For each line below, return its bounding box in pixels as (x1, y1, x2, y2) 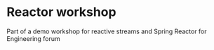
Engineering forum (6, 34, 60, 42)
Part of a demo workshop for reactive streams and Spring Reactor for (6, 27, 208, 35)
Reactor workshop (6, 4, 116, 20)
